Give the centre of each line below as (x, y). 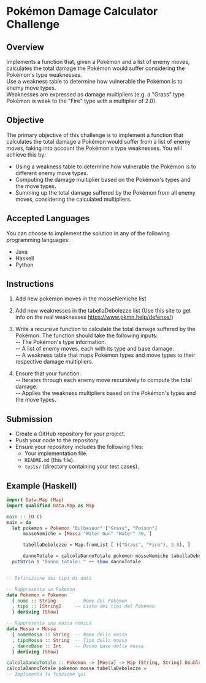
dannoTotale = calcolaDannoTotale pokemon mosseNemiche (95, 556)
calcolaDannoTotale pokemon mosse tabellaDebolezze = (77, 669)
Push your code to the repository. (57, 440)
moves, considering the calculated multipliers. (73, 199)
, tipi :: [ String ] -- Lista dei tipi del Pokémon (83, 606)
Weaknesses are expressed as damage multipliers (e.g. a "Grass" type (96, 94)
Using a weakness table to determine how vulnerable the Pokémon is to (106, 166)
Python (24, 265)
